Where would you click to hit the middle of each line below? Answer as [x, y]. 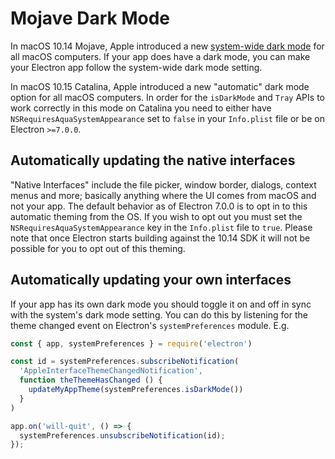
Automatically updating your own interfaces [151, 280]
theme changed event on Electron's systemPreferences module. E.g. [150, 325]
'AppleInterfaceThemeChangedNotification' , [111, 371]
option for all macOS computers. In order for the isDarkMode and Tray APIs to [167, 97]
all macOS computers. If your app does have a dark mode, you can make [160, 56]
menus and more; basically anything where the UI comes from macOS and [163, 195]
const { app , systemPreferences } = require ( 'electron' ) [131, 343]
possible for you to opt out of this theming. [98, 248]
